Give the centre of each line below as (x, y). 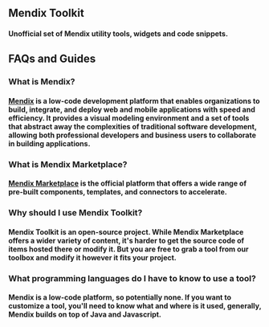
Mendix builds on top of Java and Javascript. (85, 315)
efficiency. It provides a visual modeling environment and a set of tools (129, 118)
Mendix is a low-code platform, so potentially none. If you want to (120, 297)
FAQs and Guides (52, 59)
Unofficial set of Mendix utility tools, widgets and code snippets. (118, 33)
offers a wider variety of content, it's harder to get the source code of (126, 240)
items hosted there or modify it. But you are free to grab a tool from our (128, 249)
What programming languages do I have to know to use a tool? (132, 278)
